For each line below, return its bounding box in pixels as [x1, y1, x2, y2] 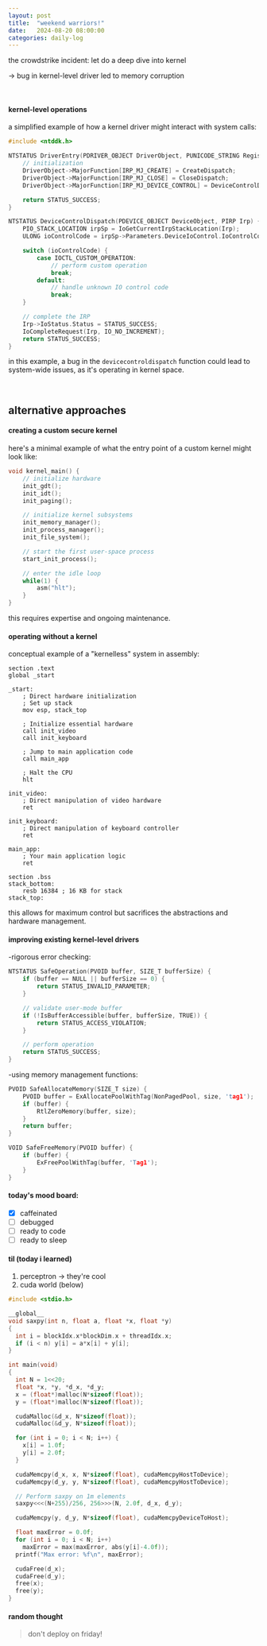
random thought [8, 1611, 64, 1621]
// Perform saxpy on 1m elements [15, 1492, 126, 1501]
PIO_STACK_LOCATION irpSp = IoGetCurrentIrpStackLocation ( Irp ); [22, 225, 240, 233]
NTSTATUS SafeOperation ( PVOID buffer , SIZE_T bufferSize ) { [8, 967, 212, 976]
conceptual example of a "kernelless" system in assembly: [8, 649, 200, 659]
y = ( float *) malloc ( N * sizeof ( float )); [15, 1398, 145, 1406]
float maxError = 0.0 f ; [15, 1528, 94, 1536]
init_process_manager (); [22, 526, 105, 534]
